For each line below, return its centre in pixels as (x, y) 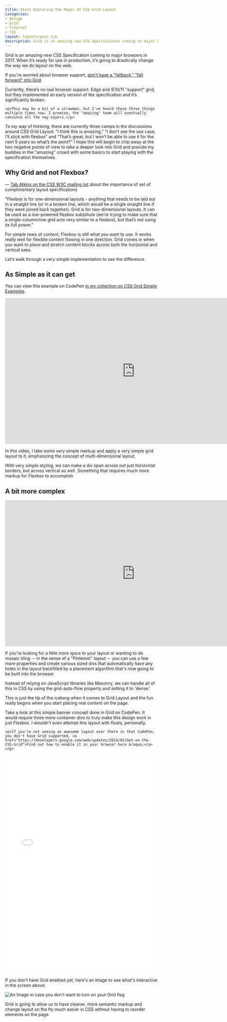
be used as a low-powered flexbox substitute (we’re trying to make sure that (81, 214)
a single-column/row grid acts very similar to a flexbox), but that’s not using (81, 219)
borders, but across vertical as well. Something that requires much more (77, 471)
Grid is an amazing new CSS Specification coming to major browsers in (76, 55)
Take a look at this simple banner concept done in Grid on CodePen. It (75, 712)
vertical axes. (18, 250)
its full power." (19, 225)
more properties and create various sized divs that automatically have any (79, 664)
